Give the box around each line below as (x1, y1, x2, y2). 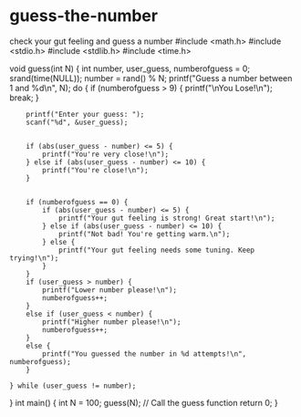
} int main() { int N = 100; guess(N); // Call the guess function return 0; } (9, 397, 278, 408)
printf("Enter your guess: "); (26, 109, 145, 119)
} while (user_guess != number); (9, 381, 137, 391)
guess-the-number (9, 5, 158, 26)
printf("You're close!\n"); (42, 165, 149, 174)
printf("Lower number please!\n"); (42, 285, 178, 295)
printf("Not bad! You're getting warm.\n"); (57, 229, 231, 238)
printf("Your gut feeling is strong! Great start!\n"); (57, 214, 275, 223)
